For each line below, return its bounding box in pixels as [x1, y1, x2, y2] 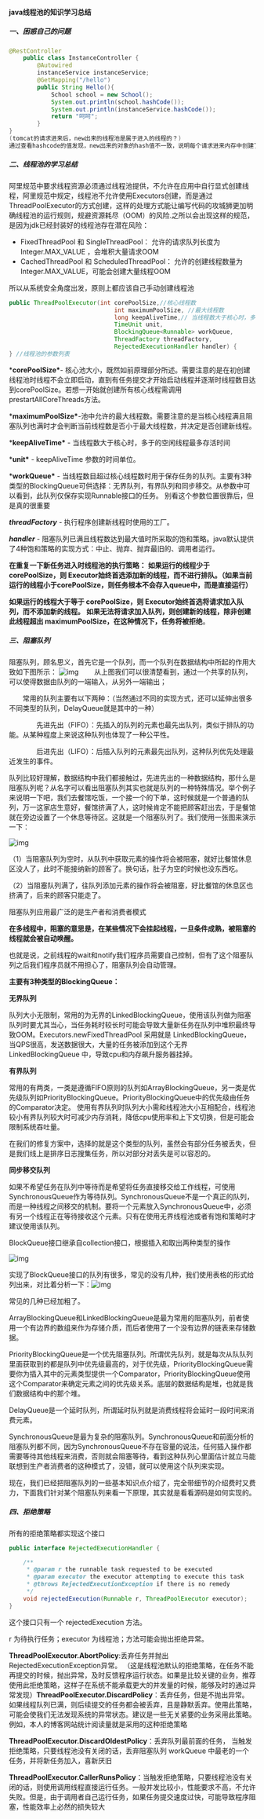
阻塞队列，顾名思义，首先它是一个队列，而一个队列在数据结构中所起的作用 [9, 657, 249, 667]
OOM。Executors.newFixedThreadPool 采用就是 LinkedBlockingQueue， [15, 1030, 251, 1039]
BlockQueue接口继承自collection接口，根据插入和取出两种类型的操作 [9, 1238, 231, 1247]
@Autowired [37, 61, 73, 70]
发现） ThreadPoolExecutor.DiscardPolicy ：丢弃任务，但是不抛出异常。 [15, 1689, 249, 1700]
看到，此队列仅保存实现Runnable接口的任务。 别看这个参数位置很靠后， [15, 491, 248, 500]
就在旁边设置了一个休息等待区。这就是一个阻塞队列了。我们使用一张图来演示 [9, 812, 256, 822]
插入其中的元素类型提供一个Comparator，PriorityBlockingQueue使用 [29, 1369, 251, 1378]
